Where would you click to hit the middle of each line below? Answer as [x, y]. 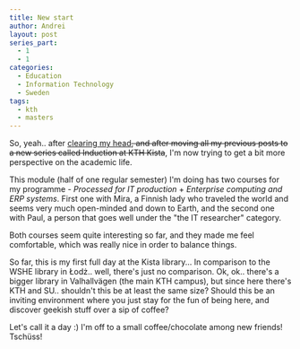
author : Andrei [38, 26]
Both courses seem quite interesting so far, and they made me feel [132, 235]
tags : [19, 101]
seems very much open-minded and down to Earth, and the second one [142, 208]
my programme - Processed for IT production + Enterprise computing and [146, 189]
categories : [31, 68]
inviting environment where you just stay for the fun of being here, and [139, 301]
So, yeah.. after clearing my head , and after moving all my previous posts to [149, 144]
